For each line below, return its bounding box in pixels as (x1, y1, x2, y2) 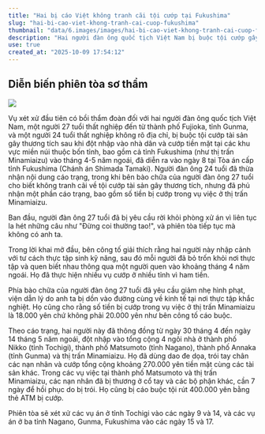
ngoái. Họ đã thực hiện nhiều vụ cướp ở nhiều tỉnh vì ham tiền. (8, 270, 210, 279)
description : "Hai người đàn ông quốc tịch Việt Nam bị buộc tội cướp (8, 33, 245, 42)
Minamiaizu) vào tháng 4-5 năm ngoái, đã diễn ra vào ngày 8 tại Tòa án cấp (8, 155, 254, 164)
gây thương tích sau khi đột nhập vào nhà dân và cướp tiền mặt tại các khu (8, 138, 251, 148)
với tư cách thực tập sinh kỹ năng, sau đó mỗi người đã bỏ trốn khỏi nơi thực (8, 253, 256, 262)
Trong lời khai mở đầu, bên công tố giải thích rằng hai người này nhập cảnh (8, 244, 251, 254)
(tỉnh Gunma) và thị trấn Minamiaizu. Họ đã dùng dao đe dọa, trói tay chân (8, 351, 249, 360)
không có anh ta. (8, 229, 63, 239)
